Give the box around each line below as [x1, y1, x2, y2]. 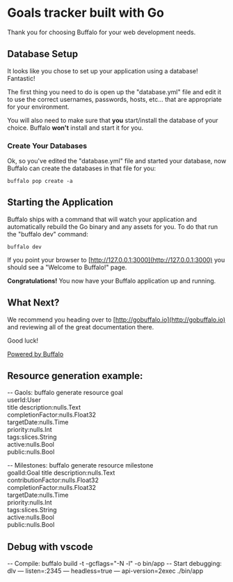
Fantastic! [7, 74, 35, 82]
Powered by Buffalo [7, 350, 64, 358]
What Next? [7, 297, 60, 308]
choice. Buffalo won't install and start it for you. [7, 124, 144, 132]
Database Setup [7, 48, 79, 60]
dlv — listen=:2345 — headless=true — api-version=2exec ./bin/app [7, 567, 204, 575]
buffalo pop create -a [7, 178, 73, 185]
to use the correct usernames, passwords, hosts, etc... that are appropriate [7, 95, 223, 103]
